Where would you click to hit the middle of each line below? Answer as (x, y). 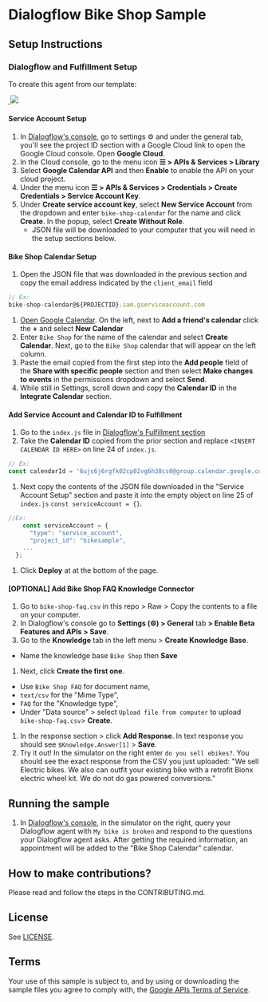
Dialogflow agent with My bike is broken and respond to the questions (136, 831)
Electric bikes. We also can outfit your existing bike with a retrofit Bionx (136, 770)
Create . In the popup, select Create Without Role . (102, 222)
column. (33, 354)
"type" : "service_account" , (76, 533)
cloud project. (43, 179)
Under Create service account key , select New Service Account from (136, 204)
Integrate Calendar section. (66, 396)
